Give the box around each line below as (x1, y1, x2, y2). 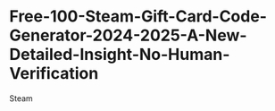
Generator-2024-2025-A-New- (9, 25, 247, 46)
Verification (9, 64, 99, 84)
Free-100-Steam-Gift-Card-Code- (9, 6, 268, 27)
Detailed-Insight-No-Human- (9, 45, 230, 64)
